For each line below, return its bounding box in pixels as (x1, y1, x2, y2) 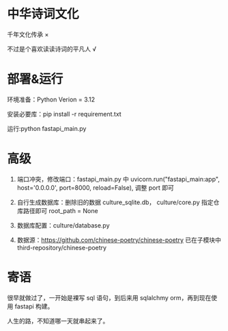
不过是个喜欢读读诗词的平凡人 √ (7, 45, 97, 53)
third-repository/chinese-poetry (16, 243, 107, 252)
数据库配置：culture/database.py (16, 221, 111, 230)
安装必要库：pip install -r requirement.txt (7, 110, 122, 118)
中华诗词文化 (7, 6, 80, 22)
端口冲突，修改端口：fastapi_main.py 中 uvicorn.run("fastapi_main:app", (16, 175, 220, 183)
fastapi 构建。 (14, 302, 54, 310)
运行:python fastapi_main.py (7, 124, 87, 132)
